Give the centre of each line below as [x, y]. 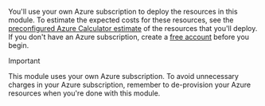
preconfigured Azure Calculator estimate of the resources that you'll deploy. [133, 28]
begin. [19, 45]
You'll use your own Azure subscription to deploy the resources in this [123, 12]
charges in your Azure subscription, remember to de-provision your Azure [130, 84]
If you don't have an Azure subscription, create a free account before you [129, 37]
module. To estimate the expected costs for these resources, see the [121, 20]
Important [24, 61]
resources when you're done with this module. [84, 93]
